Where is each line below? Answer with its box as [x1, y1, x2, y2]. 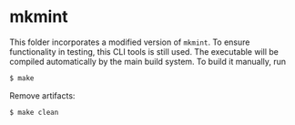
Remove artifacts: [9, 89, 76, 101]
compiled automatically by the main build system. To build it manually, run [9, 56, 287, 67]
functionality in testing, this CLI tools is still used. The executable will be [9, 46, 280, 57]
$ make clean [9, 108, 59, 117]
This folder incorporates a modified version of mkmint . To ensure [9, 36, 250, 47]
